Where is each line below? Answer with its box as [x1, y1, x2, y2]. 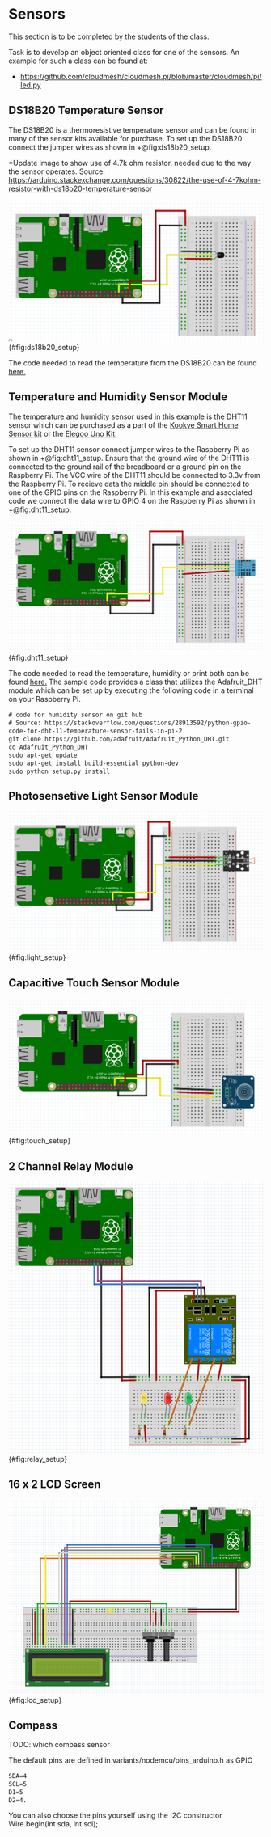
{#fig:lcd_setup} [8, 1695, 62, 1704]
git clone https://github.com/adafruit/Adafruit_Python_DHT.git [8, 735, 230, 743]
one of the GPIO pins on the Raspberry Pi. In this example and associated [8, 487, 253, 497]
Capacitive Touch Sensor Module [8, 976, 180, 990]
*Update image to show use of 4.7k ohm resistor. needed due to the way [8, 158, 252, 167]
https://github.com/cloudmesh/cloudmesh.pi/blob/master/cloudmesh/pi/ [19, 71, 262, 81]
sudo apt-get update [8, 751, 78, 759]
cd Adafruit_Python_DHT [8, 743, 89, 751]
